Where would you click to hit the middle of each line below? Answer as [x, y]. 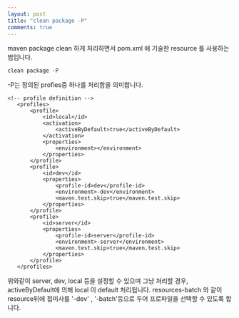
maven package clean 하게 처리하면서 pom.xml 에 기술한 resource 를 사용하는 [118, 48]
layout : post [27, 14]
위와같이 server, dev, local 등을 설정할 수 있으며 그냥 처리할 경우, [98, 281]
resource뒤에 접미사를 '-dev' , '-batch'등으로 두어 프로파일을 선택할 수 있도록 [116, 299]
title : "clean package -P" [47, 21]
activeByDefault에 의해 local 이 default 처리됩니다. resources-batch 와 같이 [115, 290]
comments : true [30, 27]
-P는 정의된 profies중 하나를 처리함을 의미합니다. [76, 85]
